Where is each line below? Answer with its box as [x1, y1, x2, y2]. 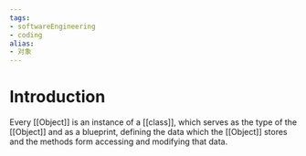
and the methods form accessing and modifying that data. [9, 136, 228, 147]
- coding [9, 30, 43, 39]
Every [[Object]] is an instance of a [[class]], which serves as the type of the [9, 117, 298, 128]
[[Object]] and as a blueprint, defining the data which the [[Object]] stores [9, 127, 288, 138]
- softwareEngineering [9, 22, 96, 31]
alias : [9, 38, 35, 48]
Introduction [9, 87, 106, 108]
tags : [9, 13, 30, 23]
